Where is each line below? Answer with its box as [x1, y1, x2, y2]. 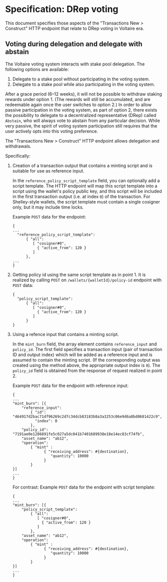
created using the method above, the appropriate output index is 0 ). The [12, 362, 161, 368]
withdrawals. [5, 143, 31, 149]
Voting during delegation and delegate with [5, 40, 143, 48]
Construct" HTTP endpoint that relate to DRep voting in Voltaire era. [5, 25, 145, 31]
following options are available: [5, 66, 69, 72]
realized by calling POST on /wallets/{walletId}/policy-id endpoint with [12, 276, 162, 283]
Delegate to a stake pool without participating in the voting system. [12, 76, 150, 82]
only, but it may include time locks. [12, 204, 84, 210]
